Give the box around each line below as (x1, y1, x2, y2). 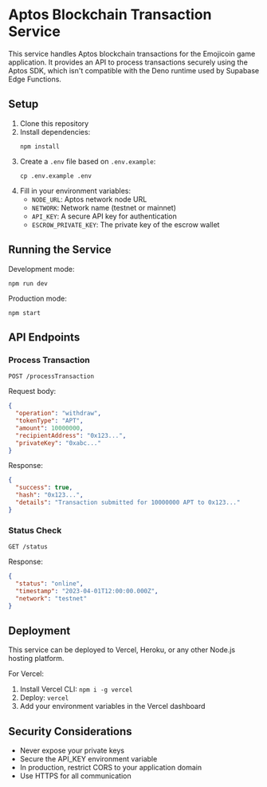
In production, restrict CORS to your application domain (19, 763, 202, 773)
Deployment (8, 624, 71, 637)
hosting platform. (8, 654, 65, 663)
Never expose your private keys (19, 746, 125, 755)
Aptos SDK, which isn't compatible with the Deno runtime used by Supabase (8, 65, 260, 75)
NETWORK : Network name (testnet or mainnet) (31, 203, 177, 212)
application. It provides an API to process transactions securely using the (8, 57, 249, 67)
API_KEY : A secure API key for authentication (31, 211, 178, 221)
